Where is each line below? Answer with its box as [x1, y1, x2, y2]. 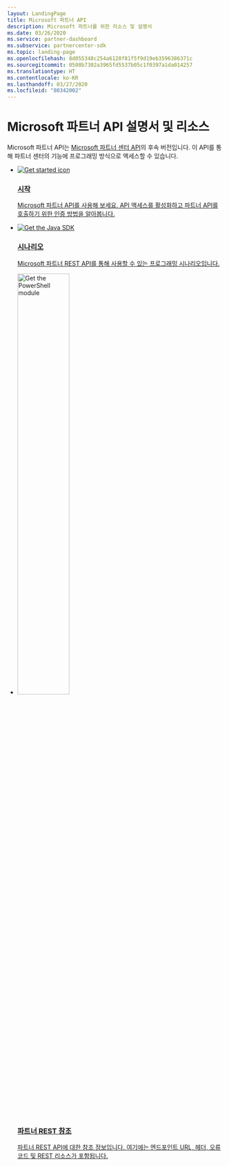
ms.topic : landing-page [7, 49, 76, 56]
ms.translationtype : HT [7, 68, 76, 75]
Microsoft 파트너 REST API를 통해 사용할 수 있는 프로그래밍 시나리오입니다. [17, 259, 220, 267]
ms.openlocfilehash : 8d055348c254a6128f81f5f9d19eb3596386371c [7, 55, 193, 62]
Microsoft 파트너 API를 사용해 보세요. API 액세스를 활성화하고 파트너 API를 [17, 201, 219, 209]
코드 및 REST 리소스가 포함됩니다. [17, 1151, 108, 1160]
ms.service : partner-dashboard [7, 36, 97, 43]
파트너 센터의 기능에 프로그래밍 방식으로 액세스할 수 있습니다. [14, 152, 179, 160]
